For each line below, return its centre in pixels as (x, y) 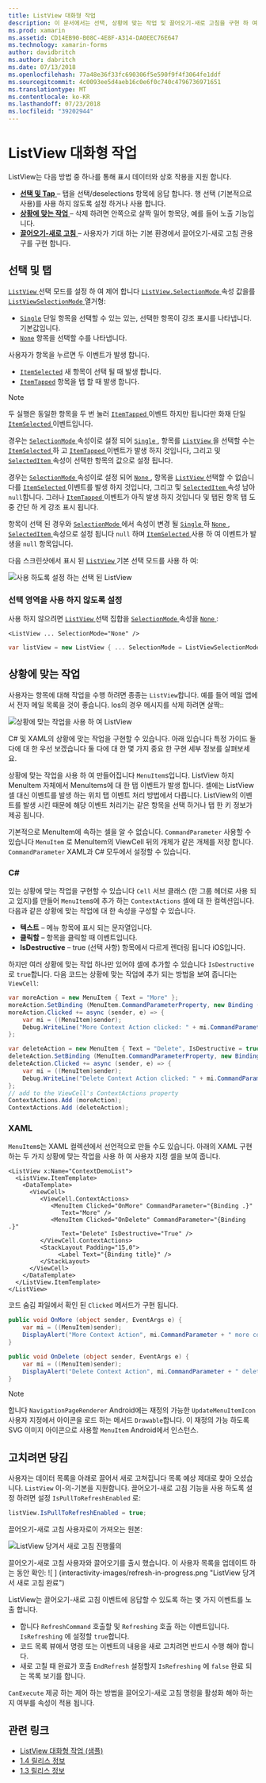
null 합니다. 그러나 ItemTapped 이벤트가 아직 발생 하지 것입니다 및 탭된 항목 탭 (128, 497)
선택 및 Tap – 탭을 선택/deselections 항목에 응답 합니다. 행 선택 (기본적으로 (136, 193)
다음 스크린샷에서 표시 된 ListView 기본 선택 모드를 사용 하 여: (104, 560)
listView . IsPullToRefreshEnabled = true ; (78, 1513)
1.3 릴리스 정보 (42, 1770)
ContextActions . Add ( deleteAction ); (68, 1108)
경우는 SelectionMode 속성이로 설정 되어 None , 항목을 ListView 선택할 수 (121, 477)
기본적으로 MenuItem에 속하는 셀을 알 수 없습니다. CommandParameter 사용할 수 (130, 832)
